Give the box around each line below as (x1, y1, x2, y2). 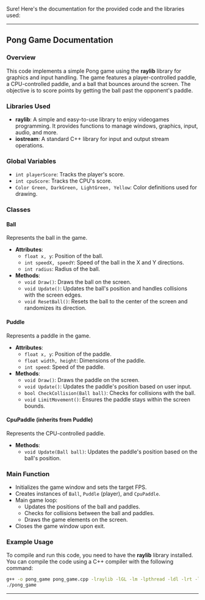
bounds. (24, 402, 46, 410)
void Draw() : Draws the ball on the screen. (24, 278, 132, 286)
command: (6, 565, 34, 572)
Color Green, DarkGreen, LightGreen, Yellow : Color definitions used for (15, 184, 197, 191)
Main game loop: (15, 497, 58, 504)
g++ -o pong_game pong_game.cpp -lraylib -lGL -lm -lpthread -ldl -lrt (6, 576, 192, 582)
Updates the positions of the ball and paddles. (24, 503, 140, 510)
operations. (15, 142, 45, 149)
